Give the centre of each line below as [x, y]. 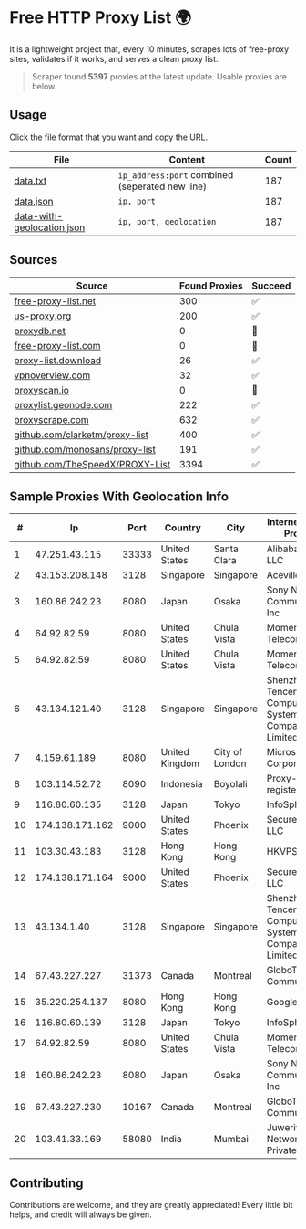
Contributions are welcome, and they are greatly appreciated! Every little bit [151, 1205]
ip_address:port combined [176, 174]
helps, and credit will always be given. [81, 1214]
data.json [34, 201]
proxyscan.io [42, 390]
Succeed [271, 286]
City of [228, 752]
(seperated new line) [163, 186]
